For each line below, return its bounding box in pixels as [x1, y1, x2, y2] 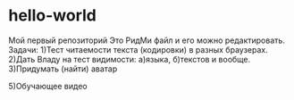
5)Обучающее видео [8, 80, 88, 91]
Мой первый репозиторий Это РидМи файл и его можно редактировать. [8, 35, 285, 46]
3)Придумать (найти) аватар [8, 63, 118, 74]
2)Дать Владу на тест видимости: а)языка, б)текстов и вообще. [8, 54, 251, 64]
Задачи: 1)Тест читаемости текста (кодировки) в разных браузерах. [8, 44, 269, 54]
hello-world [8, 5, 97, 26]
